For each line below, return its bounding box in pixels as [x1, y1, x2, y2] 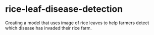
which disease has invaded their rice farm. [5, 25, 92, 31]
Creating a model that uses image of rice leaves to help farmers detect [5, 20, 150, 26]
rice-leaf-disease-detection [5, 3, 123, 15]
